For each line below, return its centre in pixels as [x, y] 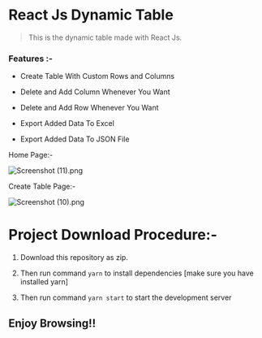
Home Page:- [31, 155]
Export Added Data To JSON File [75, 139]
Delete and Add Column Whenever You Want [95, 92]
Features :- [30, 58]
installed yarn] [44, 282]
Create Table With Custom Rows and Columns [97, 76]
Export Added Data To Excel [67, 123]
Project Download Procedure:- [113, 235]
